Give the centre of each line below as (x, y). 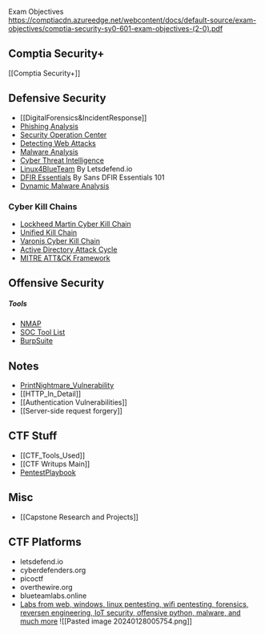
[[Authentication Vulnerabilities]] (74, 402)
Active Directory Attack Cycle (68, 249)
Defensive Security (57, 98)
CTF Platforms (45, 542)
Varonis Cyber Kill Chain (60, 240)
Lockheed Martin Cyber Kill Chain (75, 224)
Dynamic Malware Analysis (64, 186)
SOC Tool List (42, 333)
